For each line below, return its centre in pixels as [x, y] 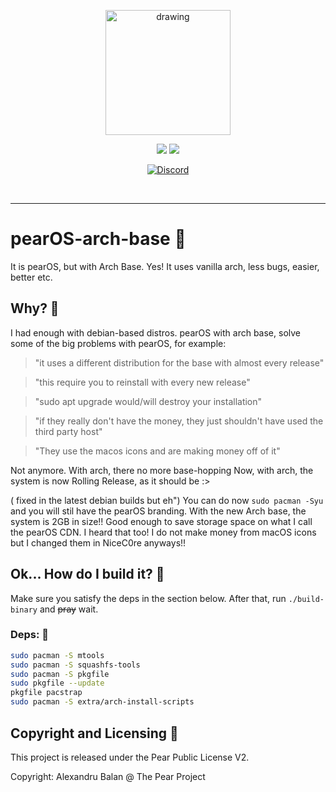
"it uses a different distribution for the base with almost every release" [179, 362]
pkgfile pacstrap [46, 693]
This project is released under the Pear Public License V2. [130, 757]
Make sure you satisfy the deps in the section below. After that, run [148, 598]
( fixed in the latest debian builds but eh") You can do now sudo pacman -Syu [167, 500]
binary [24, 610]
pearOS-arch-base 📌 [98, 239]
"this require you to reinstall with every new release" [142, 382]
